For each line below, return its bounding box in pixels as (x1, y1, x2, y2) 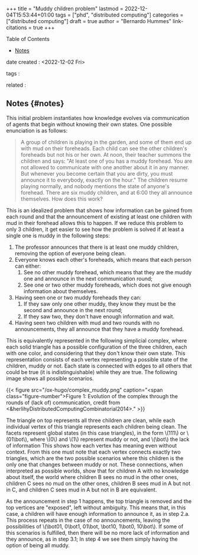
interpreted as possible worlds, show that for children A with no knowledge (6, 467, 189, 474)
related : (6, 81, 27, 88)
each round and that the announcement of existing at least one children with (6, 213, 192, 220)
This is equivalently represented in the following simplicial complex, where (6, 337, 187, 344)
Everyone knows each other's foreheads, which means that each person (14, 256, 192, 263)
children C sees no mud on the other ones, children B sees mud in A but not (6, 480, 191, 487)
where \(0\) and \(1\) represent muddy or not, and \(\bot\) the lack (30, 436, 190, 443)
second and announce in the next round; (23, 306, 123, 313)
